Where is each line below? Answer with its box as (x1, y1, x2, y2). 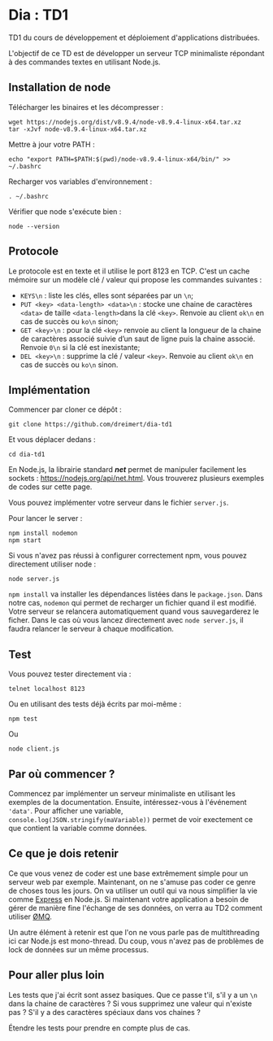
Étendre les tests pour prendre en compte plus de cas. (8, 1023, 191, 1033)
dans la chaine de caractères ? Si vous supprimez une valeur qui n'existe (8, 999, 253, 1008)
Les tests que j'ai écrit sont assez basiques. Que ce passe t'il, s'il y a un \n (8, 990, 258, 999)
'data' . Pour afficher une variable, (8, 806, 123, 816)
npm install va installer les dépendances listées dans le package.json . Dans (8, 589, 263, 599)
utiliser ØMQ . (8, 912, 53, 921)
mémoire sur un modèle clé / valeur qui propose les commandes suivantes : (8, 274, 262, 284)
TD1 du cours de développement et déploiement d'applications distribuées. (8, 33, 260, 42)
